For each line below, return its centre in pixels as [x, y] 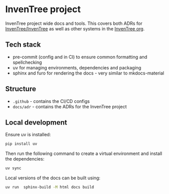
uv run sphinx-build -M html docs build [50, 187]
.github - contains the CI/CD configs [51, 101]
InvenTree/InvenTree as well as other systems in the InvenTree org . [75, 28]
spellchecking [27, 62]
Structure [21, 89]
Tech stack [23, 45]
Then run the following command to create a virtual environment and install [84, 153]
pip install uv [21, 144]
